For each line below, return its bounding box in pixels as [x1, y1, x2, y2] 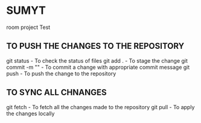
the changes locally [6, 110, 55, 117]
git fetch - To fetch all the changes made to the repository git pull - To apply [6, 103, 195, 110]
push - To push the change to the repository [6, 70, 116, 77]
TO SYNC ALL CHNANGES [6, 87, 107, 98]
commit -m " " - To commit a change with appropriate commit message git [6, 63, 190, 71]
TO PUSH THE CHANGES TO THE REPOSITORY [6, 41, 185, 51]
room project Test [6, 24, 51, 31]
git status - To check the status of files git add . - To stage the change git [6, 57, 188, 64]
